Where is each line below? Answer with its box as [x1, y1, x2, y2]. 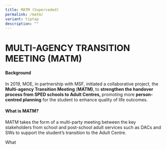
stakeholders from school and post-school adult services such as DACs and [5, 124, 161, 130]
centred [5, 96, 22, 102]
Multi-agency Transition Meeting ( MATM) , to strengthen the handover [5, 86, 154, 92]
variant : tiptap [5, 16, 39, 21]
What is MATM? [5, 108, 39, 114]
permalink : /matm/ [5, 12, 43, 17]
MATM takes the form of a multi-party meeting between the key [5, 119, 136, 125]
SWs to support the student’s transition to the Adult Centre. [5, 130, 127, 136]
